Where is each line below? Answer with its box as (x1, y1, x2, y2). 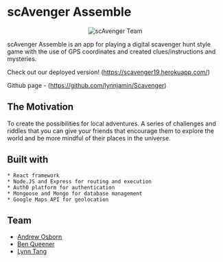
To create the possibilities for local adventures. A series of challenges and (7, 119, 216, 128)
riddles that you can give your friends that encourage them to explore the (7, 126, 215, 134)
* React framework (7, 172, 60, 179)
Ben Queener (16, 240, 55, 248)
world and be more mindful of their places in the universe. (7, 134, 171, 142)
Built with (7, 154, 49, 165)
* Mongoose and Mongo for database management (7, 190, 143, 197)
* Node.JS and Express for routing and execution (7, 178, 152, 185)
